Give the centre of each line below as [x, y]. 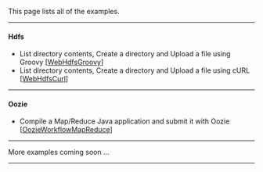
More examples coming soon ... [59, 152]
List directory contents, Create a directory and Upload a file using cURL [135, 70]
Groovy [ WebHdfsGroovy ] [61, 63]
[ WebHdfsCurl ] [44, 79]
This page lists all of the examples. [64, 11]
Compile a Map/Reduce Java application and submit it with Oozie [124, 121]
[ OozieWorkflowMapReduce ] [66, 130]
